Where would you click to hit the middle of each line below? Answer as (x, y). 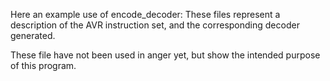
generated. (33, 35)
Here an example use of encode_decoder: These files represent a (145, 14)
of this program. (43, 65)
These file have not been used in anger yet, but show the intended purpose (165, 55)
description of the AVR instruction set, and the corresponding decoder (155, 25)
